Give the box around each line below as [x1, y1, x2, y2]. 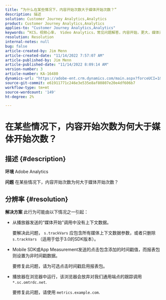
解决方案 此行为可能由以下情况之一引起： [5, 209, 89, 215]
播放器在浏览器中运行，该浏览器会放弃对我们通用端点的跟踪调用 [12, 274, 142, 280]
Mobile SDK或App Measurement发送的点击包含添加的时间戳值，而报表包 [12, 247, 160, 253]
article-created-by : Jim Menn [5, 48, 67, 53]
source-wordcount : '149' [5, 90, 56, 95]
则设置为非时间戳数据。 [12, 253, 60, 259]
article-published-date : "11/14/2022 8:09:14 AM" [5, 62, 109, 67]
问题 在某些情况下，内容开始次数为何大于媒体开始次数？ [5, 179, 119, 185]
